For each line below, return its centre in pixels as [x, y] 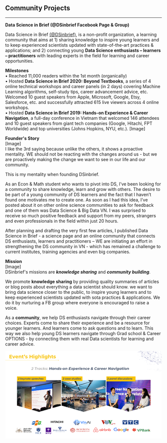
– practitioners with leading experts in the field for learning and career [77, 55]
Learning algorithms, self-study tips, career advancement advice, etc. [77, 91]
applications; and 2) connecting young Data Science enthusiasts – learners [83, 50]
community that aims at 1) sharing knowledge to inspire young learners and [82, 40]
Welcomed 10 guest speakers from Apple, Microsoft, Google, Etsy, [73, 97]
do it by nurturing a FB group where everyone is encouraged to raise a [77, 302]
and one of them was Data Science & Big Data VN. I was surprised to [76, 210]
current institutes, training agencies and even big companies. [68, 252]
